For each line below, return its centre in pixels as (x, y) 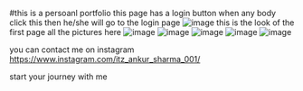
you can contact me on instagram (72, 50)
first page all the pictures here (66, 32)
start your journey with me (58, 77)
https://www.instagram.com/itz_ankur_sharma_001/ (105, 59)
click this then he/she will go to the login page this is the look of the (152, 23)
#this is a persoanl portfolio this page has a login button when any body (143, 13)
